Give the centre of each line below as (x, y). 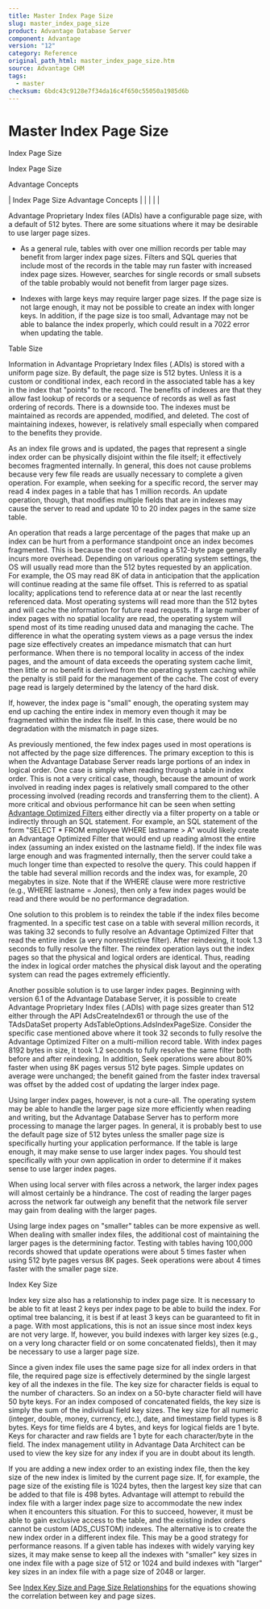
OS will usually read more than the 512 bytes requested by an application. (130, 567)
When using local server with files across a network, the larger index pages (133, 1185)
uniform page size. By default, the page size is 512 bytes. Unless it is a (125, 373)
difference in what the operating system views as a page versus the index (131, 636)
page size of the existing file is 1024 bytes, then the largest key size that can (135, 1486)
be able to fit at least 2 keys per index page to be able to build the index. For (135, 1309)
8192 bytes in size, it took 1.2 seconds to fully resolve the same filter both (130, 1050)
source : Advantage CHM (46, 69)
